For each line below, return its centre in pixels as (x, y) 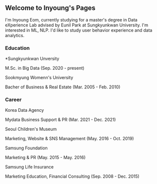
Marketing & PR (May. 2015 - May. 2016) (45, 158)
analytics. (15, 35)
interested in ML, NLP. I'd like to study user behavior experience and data (79, 30)
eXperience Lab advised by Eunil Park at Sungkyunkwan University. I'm (77, 25)
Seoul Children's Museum (31, 129)
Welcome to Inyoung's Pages (50, 8)
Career (13, 100)
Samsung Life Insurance (29, 167)
